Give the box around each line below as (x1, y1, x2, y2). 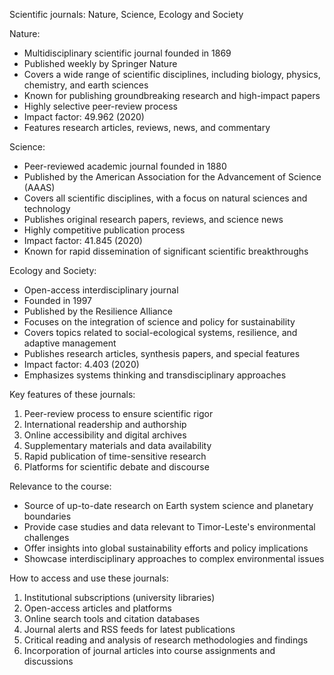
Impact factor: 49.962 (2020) (23, 111, 145, 123)
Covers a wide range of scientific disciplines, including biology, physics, (23, 69, 321, 80)
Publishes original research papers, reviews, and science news (23, 214, 284, 225)
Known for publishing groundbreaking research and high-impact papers (23, 90, 321, 101)
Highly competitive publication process (23, 224, 186, 236)
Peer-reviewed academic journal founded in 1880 (23, 160, 227, 172)
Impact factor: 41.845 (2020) (23, 235, 143, 246)
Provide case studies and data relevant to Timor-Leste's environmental (23, 521, 316, 533)
